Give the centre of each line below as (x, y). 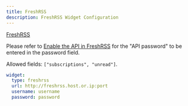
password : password (36, 97)
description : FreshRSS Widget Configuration (62, 17)
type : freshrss (30, 81)
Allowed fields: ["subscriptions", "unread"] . (62, 64)
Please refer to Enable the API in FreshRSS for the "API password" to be (94, 46)
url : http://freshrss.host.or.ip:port (60, 86)
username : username (36, 92)
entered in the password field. (43, 52)
